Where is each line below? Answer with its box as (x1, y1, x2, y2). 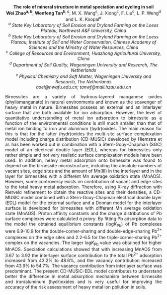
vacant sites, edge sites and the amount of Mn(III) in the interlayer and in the (5, 168, 162, 174)
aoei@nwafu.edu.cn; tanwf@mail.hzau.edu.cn (35, 84, 132, 90)
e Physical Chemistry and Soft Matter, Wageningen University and (15, 72, 152, 79)
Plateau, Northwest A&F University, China (40, 27, 127, 33)
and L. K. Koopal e (65, 15, 102, 22)
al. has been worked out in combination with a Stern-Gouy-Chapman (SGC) (5, 141, 162, 147)
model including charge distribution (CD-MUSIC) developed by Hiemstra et (5, 136, 162, 142)
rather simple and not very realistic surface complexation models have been (5, 152, 162, 158)
